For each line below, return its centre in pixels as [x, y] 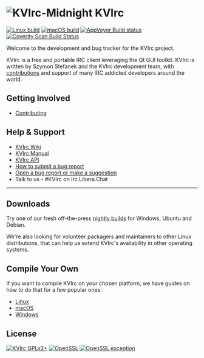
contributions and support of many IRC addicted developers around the [96, 72]
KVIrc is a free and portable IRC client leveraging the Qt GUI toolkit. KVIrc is [100, 60]
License [22, 333]
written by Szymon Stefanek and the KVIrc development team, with [90, 66]
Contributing [31, 113]
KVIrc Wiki [28, 146]
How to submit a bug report [49, 166]
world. [14, 79]
